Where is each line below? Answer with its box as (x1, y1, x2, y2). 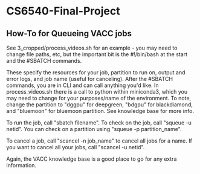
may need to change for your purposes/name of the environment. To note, (6, 95, 192, 101)
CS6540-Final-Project (6, 4, 120, 18)
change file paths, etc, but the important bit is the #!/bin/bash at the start (6, 51, 188, 58)
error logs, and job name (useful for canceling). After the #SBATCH (6, 76, 173, 82)
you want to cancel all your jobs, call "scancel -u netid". (6, 144, 145, 150)
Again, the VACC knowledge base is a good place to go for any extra (6, 155, 177, 163)
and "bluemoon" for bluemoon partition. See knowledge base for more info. (6, 108, 195, 114)
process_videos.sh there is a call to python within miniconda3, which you (6, 88, 188, 95)
